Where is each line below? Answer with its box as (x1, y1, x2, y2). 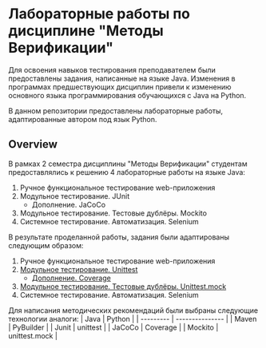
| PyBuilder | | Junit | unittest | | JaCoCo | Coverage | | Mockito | (8, 322, 219, 332)
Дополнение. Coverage (31, 273, 112, 283)
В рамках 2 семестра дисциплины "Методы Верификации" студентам (8, 159, 248, 168)
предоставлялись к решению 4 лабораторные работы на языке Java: (8, 167, 246, 176)
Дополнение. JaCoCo (31, 200, 106, 209)
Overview (8, 137, 58, 152)
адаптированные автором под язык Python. (8, 114, 157, 124)
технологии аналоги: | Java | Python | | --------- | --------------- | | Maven (8, 314, 257, 323)
